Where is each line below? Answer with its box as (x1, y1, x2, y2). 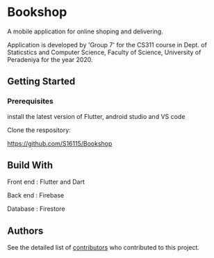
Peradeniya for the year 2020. (7, 55, 93, 63)
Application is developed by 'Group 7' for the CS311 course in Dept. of (7, 40, 207, 49)
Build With (7, 159, 53, 171)
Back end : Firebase (7, 191, 65, 200)
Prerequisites (7, 97, 53, 106)
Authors (7, 225, 44, 236)
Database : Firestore (7, 204, 65, 213)
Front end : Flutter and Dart (7, 178, 85, 186)
